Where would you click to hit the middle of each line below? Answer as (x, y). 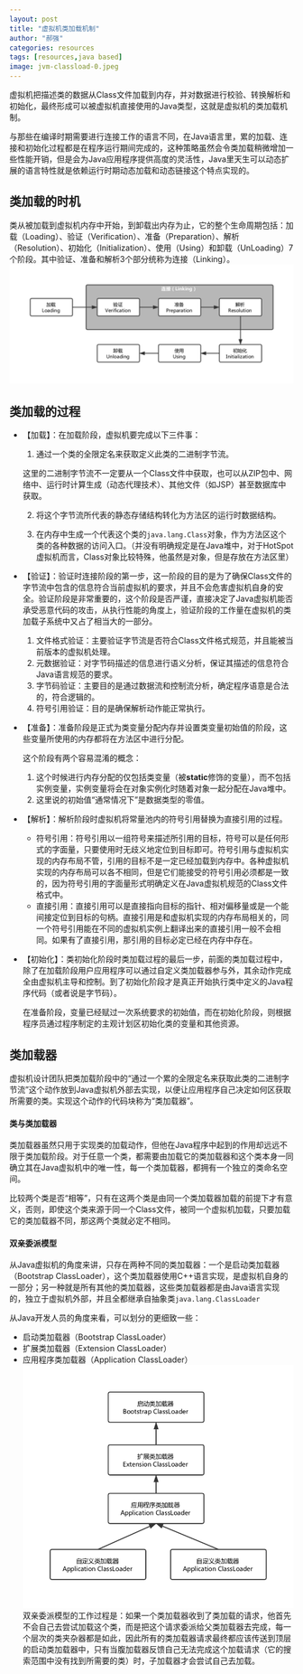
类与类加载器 (33, 1123)
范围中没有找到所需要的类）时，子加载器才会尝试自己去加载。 (145, 1660)
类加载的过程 (45, 411)
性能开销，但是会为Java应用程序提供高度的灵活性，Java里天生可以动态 (149, 159)
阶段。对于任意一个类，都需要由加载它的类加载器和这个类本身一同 (171, 1156)
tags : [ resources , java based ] (66, 57)
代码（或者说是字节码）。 (76, 993)
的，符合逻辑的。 (68, 697)
